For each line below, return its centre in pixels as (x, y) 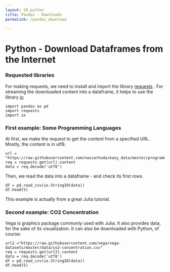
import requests (22, 111)
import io (16, 115)
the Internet (30, 59)
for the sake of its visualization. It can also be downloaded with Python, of (82, 229)
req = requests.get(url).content (40, 162)
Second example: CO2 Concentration (52, 212)
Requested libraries (30, 75)
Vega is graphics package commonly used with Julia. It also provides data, (83, 223)
